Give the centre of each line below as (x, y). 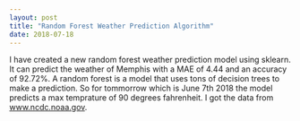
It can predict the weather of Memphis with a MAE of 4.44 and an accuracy (148, 69)
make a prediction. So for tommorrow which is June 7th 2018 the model (141, 88)
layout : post (34, 17)
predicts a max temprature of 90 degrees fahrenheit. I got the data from (141, 98)
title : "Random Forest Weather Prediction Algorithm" (112, 26)
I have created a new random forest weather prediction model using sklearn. (150, 60)
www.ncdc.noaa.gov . (48, 108)
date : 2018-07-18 (42, 34)
